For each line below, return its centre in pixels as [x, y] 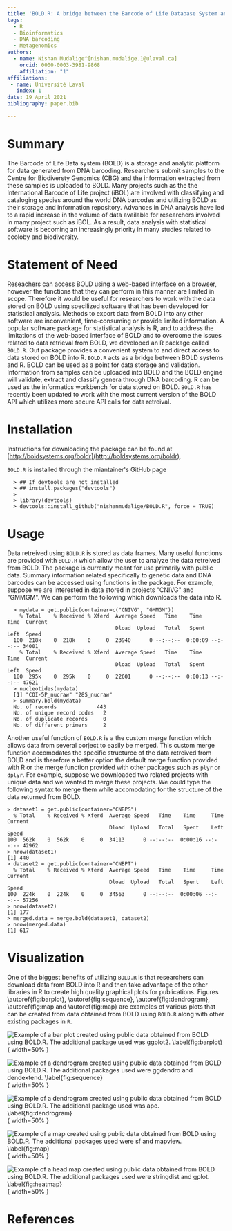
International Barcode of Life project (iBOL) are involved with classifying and [116, 192]
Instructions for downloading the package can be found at [90, 449]
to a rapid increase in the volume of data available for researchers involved [113, 215]
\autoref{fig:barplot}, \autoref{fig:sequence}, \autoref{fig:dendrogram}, [109, 999]
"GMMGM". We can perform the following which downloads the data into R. [115, 597]
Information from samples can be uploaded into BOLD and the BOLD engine [115, 372]
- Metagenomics [35, 46]
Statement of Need [62, 264]
